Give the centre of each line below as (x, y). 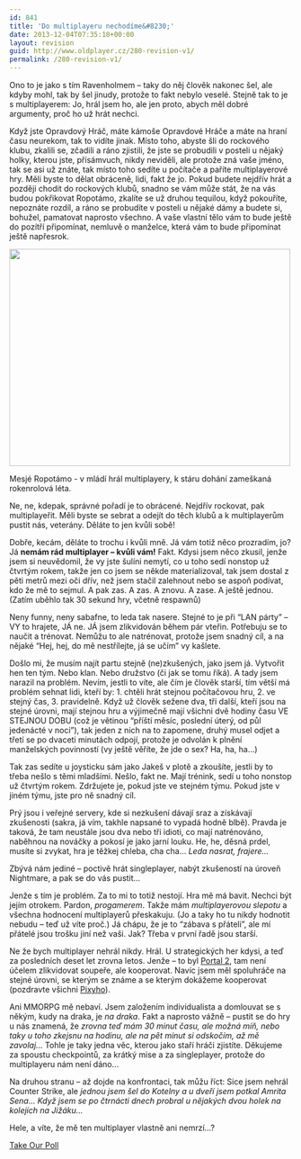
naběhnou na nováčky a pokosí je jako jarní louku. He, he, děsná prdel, (140, 841)
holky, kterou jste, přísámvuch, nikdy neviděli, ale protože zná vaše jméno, (147, 160)
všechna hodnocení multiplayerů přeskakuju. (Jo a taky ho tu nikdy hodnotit (150, 915)
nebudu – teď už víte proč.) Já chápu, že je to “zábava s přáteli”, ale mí (140, 924)
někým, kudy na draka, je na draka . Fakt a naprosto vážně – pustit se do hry (150, 1016)
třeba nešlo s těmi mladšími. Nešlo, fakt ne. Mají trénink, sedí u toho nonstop (150, 776)
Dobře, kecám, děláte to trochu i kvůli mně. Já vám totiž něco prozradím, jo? (150, 542)
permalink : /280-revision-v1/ (66, 59)
